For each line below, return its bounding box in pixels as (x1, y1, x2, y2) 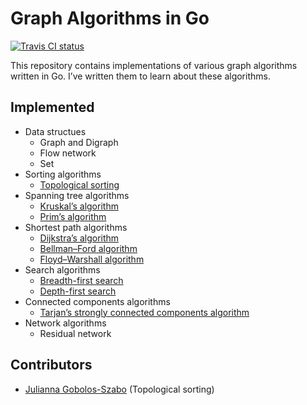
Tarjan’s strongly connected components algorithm (39, 306, 250, 318)
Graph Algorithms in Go (10, 7, 210, 30)
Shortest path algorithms (24, 221, 128, 233)
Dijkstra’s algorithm (39, 232, 120, 244)
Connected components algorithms (24, 295, 171, 307)
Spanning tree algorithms (24, 189, 130, 201)
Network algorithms (24, 317, 107, 329)
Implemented (10, 99, 95, 116)
